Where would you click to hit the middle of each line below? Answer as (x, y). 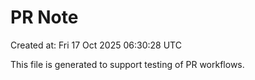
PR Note (44, 17)
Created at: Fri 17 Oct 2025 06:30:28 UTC (96, 45)
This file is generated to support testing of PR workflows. (127, 64)
